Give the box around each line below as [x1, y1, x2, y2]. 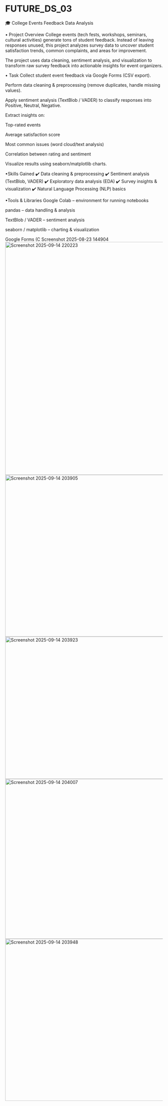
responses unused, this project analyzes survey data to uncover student [5, 42, 154, 48]
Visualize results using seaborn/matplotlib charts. [5, 161, 107, 167]
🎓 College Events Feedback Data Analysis [5, 20, 93, 26]
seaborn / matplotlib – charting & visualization [5, 226, 99, 232]
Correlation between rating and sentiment [5, 151, 91, 157]
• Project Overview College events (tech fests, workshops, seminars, [5, 31, 147, 38]
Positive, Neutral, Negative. [5, 102, 61, 108]
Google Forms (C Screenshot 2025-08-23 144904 [5, 236, 109, 242]
